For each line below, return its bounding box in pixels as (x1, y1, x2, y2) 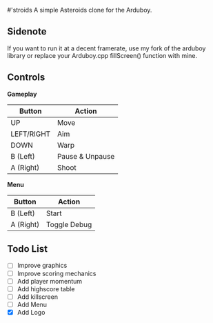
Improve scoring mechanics (17, 269, 97, 277)
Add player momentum (17, 277, 83, 285)
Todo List (7, 243, 48, 255)
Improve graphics (17, 262, 68, 270)
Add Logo (17, 308, 45, 316)
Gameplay (7, 90, 37, 98)
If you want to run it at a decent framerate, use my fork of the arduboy (7, 44, 206, 52)
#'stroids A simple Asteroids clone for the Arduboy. (7, 6, 152, 14)
